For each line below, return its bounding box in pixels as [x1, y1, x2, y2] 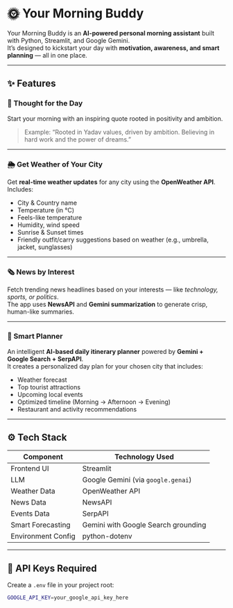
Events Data [10, 509, 50, 518]
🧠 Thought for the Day [7, 99, 83, 108]
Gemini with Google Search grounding [82, 520, 207, 530]
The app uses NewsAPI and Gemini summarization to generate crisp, [7, 301, 208, 309]
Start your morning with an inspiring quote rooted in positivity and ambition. [7, 114, 223, 123]
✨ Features [7, 78, 56, 90]
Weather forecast [17, 375, 67, 384]
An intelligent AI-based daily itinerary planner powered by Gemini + [7, 347, 204, 355]
